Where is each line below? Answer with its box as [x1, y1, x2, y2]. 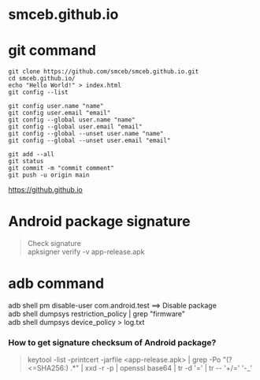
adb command [8, 274, 105, 292]
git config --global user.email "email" [8, 123, 143, 131]
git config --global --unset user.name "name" [8, 130, 164, 138]
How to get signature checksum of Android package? [8, 337, 217, 348]
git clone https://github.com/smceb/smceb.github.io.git [8, 68, 199, 76]
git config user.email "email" [8, 109, 111, 117]
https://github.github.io [8, 185, 83, 195]
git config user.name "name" [8, 102, 104, 110]
